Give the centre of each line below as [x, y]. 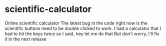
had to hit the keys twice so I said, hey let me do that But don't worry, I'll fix [82, 33]
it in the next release [26, 39]
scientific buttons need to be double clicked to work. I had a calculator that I [83, 28]
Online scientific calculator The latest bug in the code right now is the [76, 23]
